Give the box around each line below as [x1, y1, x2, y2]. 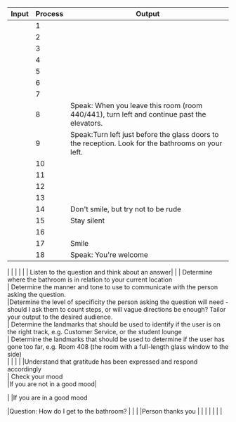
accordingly [7, 365, 42, 373]
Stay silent [70, 216, 105, 225]
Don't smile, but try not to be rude [70, 204, 181, 213]
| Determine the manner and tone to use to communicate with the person [7, 283, 218, 291]
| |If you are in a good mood [7, 393, 88, 402]
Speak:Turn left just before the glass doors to [70, 130, 219, 139]
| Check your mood [7, 372, 63, 381]
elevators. [70, 119, 103, 128]
